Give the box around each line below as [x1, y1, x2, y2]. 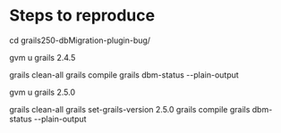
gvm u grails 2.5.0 [9, 87, 76, 97]
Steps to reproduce [9, 5, 155, 26]
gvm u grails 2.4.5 [9, 52, 76, 62]
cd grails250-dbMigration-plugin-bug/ [9, 35, 150, 46]
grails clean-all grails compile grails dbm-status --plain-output [9, 69, 239, 80]
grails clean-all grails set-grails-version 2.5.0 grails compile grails [9, 104, 251, 114]
